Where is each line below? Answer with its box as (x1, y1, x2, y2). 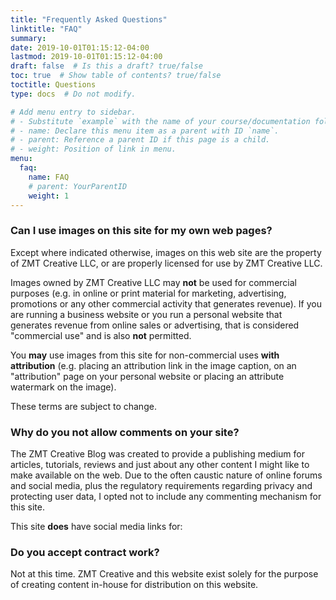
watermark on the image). (10, 381, 117, 393)
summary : (10, 33, 47, 43)
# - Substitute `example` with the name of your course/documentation (10, 116, 311, 126)
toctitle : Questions (10, 80, 97, 90)
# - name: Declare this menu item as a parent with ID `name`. (10, 126, 280, 136)
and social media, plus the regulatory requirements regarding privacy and (10, 479, 313, 491)
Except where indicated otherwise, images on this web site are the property (10, 246, 322, 258)
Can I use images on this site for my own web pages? (10, 224, 273, 238)
